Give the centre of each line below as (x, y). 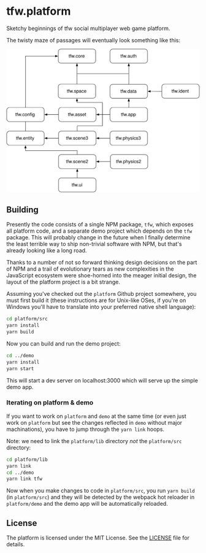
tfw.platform (39, 11)
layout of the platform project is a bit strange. (63, 282)
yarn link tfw (25, 479)
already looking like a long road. (47, 250)
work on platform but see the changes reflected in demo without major (94, 422)
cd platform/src (27, 319)
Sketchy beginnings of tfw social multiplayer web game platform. (88, 28)
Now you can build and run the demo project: (63, 343)
